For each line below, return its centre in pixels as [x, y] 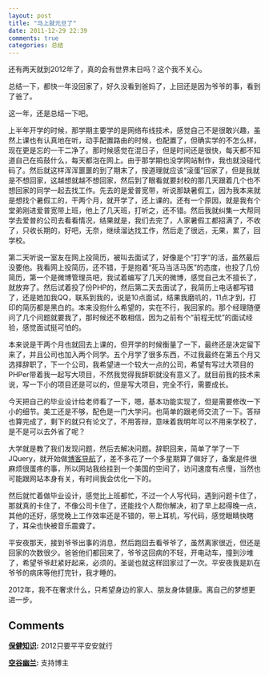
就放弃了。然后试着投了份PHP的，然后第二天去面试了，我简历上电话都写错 [131, 287]
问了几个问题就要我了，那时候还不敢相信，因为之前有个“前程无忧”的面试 [127, 318]
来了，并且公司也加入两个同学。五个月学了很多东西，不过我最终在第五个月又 [134, 355]
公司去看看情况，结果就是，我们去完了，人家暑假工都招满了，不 [148, 220]
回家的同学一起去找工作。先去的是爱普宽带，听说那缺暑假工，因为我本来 [134, 191]
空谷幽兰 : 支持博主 [39, 662]
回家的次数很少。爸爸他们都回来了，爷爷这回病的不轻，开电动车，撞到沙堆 [131, 552]
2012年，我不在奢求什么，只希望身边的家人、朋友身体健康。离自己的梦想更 [132, 590]
